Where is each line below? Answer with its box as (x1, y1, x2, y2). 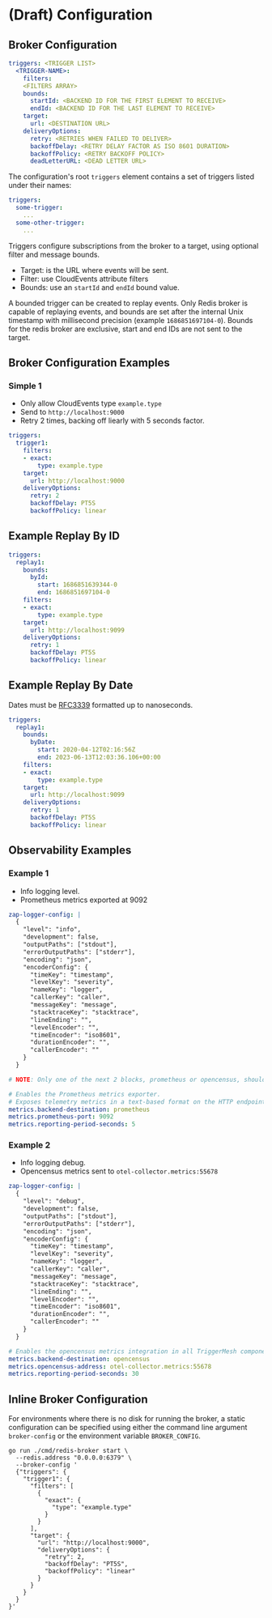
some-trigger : (15, 204, 63, 212)
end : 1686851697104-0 (37, 589, 111, 597)
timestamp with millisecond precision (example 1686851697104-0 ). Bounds (8, 315, 253, 325)
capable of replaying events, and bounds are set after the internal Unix (8, 306, 244, 317)
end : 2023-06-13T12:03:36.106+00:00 (37, 753, 161, 762)
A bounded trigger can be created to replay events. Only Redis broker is (8, 298, 249, 308)
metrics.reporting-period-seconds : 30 (8, 1370, 139, 1378)
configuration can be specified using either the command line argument (8, 1423, 248, 1433)
